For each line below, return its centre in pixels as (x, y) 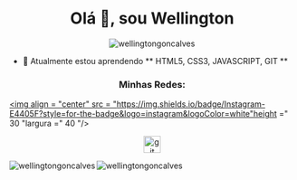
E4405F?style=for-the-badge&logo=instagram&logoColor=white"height (144, 114)
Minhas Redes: (152, 84)
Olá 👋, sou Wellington (152, 19)
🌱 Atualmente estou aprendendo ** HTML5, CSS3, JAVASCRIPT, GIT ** (155, 61)
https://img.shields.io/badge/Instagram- (191, 104)
